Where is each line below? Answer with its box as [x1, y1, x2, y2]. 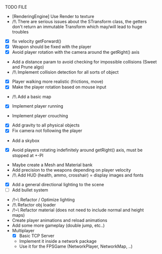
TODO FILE [5, 4, 28, 10]
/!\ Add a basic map [12, 94, 52, 100]
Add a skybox [12, 138, 40, 143]
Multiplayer [12, 227, 35, 233]
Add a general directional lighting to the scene [12, 181, 104, 187]
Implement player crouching [12, 113, 68, 119]
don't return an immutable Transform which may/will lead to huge [12, 24, 143, 30]
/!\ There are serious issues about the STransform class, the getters [12, 19, 147, 24]
